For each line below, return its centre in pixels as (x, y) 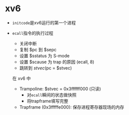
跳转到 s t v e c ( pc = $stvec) (46, 68)
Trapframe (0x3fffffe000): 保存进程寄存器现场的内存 (72, 107)
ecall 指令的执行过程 (33, 33)
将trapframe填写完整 (47, 101)
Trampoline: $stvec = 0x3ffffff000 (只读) (60, 89)
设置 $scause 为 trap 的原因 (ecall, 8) (57, 62)
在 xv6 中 (21, 78)
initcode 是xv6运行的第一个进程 (44, 23)
